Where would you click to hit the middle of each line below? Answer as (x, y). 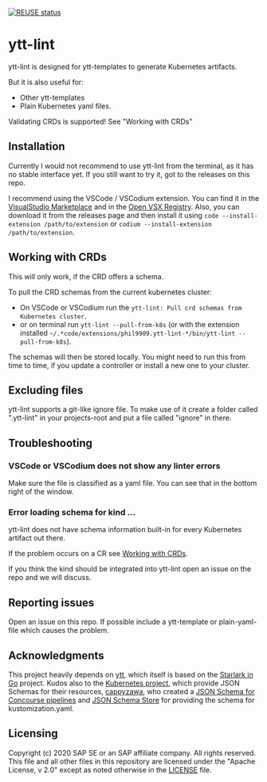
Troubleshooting (51, 443)
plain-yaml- (238, 622)
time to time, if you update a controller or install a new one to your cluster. (130, 365)
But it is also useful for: (46, 82)
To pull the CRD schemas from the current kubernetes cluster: (110, 292)
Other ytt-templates (52, 97)
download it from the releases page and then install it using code (114, 215)
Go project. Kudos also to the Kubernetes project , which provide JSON (124, 683)
